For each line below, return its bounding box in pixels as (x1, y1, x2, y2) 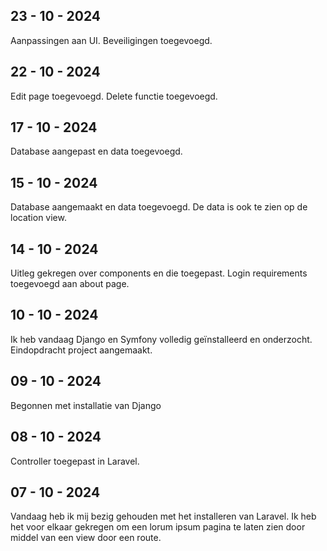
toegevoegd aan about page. (10, 278, 130, 290)
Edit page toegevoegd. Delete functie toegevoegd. (10, 90, 218, 102)
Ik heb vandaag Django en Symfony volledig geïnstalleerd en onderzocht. (10, 333, 313, 345)
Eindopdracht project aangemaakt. (10, 344, 153, 356)
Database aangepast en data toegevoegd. (10, 145, 183, 158)
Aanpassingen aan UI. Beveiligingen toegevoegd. (10, 34, 213, 46)
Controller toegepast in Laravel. (10, 455, 140, 467)
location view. (10, 212, 67, 224)
